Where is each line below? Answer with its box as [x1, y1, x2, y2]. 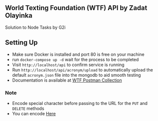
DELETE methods [12, 105, 45, 111]
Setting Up [5, 38, 38, 47]
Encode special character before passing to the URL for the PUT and [12, 100, 148, 106]
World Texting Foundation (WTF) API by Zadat [5, 4, 147, 12]
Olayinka [5, 12, 33, 20]
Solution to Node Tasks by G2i [5, 24, 66, 30]
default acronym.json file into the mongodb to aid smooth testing [12, 72, 141, 78]
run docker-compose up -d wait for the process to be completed [12, 56, 139, 62]
